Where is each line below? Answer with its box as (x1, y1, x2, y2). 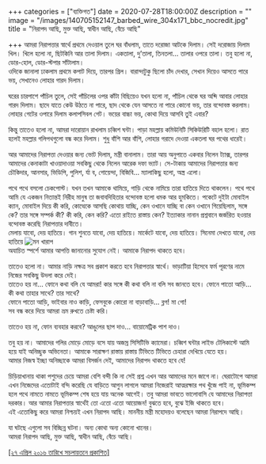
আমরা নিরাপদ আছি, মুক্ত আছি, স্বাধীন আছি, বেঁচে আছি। (8, 432, 134, 441)
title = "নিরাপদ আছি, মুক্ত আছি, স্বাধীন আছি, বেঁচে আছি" (8, 24, 141, 33)
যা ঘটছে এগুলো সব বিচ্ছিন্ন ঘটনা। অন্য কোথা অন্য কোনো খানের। (8, 423, 154, 432)
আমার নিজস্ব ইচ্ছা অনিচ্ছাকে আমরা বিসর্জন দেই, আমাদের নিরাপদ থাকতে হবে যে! (8, 356, 186, 365)
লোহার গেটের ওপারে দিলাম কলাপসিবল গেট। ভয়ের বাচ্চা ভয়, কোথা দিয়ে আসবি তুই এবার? (8, 109, 209, 118)
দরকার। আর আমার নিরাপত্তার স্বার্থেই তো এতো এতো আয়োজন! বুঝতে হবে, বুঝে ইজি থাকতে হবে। (8, 398, 226, 407)
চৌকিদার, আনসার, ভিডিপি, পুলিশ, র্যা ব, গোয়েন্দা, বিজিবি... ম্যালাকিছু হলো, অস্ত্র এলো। (8, 168, 203, 177)
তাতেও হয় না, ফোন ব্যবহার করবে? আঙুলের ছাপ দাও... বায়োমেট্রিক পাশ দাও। (8, 322, 182, 331)
